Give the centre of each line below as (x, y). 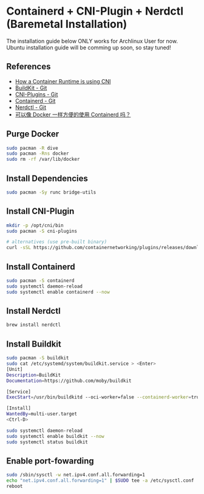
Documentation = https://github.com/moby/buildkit (69, 381)
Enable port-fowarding (50, 461)
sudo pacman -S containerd (40, 281)
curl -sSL (19, 248)
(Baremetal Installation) (67, 24)
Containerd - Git (35, 101)
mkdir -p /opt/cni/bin (35, 225)
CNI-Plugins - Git (36, 94)
